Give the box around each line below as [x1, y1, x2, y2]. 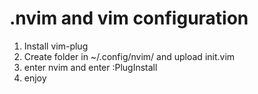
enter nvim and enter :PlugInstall [23, 61, 158, 73]
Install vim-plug [23, 40, 89, 52]
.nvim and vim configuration [9, 7, 249, 30]
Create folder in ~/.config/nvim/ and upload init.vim [23, 50, 236, 62]
